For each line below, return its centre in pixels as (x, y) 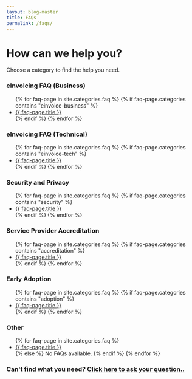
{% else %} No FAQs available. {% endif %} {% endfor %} (87, 353)
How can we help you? (64, 53)
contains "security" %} (44, 202)
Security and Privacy (38, 182)
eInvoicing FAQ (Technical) (47, 134)
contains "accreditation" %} (50, 250)
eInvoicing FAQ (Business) (46, 86)
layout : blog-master (33, 12)
